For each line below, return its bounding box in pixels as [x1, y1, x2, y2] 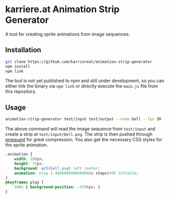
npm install [5, 64, 30, 69]
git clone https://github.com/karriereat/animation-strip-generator [5, 59, 152, 64]
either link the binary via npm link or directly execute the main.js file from [5, 83, 158, 89]
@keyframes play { [5, 180, 44, 185]
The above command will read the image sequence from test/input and [5, 126, 155, 132]
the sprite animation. [5, 142, 48, 148]
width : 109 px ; [14, 156, 44, 162]
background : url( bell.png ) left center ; [14, 166, 100, 171]
